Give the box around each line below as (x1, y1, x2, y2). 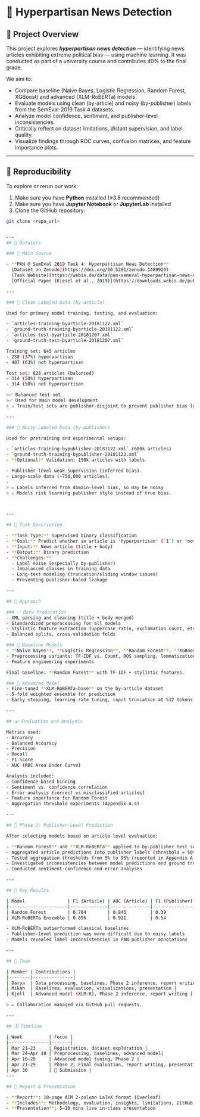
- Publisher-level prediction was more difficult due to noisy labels (6, 931, 185, 937)
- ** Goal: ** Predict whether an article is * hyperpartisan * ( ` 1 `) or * (6, 539, 187, 545)
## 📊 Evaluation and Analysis (6, 718, 83, 724)
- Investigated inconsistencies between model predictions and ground (6, 860, 185, 866)
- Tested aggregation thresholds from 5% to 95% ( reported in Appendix (6, 855, 187, 861)
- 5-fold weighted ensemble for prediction (6, 691, 116, 698)
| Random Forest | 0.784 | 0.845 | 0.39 (6, 909, 167, 915)
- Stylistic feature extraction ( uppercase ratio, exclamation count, (6, 626, 185, 632)
